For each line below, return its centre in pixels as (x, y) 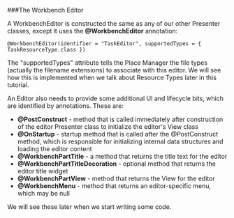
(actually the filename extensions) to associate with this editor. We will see (114, 70)
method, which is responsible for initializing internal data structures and (120, 141)
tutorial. (18, 85)
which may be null (43, 193)
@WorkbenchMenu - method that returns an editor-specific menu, (114, 186)
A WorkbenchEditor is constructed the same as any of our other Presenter (114, 23)
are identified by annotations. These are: (66, 106)
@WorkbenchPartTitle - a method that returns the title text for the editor (122, 156)
